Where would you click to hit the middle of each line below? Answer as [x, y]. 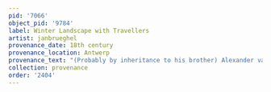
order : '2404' [32, 75]
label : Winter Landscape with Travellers [79, 30]
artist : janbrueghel [43, 38]
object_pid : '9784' [41, 23]
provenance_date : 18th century [61, 46]
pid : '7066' [28, 16]
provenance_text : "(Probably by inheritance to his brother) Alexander [131, 61]
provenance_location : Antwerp [59, 53]
